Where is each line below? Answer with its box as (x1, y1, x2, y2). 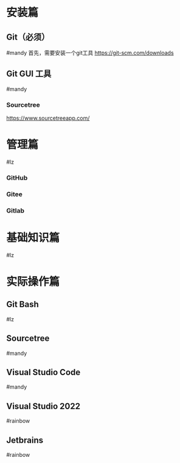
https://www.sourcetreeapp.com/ (6, 114, 90, 122)
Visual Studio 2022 (6, 401, 81, 411)
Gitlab (6, 206, 24, 214)
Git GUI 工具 (6, 68, 52, 79)
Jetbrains (6, 435, 44, 445)
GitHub (6, 173, 28, 182)
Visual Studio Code (6, 367, 81, 377)
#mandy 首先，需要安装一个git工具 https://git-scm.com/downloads (6, 49, 175, 56)
